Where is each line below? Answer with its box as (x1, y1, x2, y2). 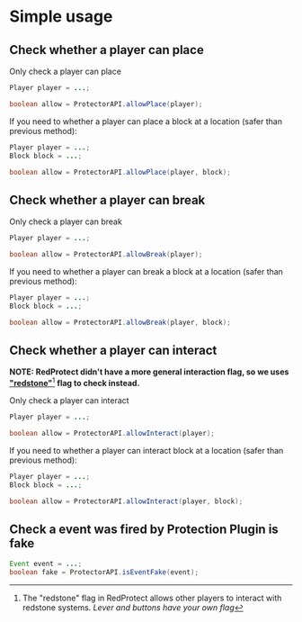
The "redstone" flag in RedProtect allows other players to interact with (22, 592, 282, 603)
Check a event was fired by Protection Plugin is (9, 521, 279, 536)
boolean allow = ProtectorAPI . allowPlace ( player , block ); (9, 167, 231, 176)
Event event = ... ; (9, 560, 83, 569)
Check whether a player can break (9, 192, 206, 208)
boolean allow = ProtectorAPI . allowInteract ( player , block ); (9, 497, 244, 506)
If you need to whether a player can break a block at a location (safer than (9, 266, 283, 276)
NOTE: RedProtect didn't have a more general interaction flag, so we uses (9, 366, 289, 377)
